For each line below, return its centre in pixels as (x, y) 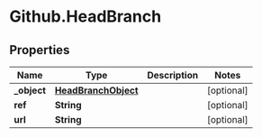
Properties (40, 50)
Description (173, 75)
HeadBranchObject (96, 90)
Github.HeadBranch (86, 17)
